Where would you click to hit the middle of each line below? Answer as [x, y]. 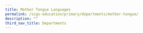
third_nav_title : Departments [36, 23]
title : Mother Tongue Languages [38, 9]
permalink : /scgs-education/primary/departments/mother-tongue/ [72, 14]
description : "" [21, 18]
